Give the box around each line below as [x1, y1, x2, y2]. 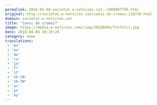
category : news [5, 34, 36, 39]
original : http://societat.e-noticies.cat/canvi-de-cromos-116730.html [5, 12, 152, 16]
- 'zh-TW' [7, 79, 27, 84]
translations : [5, 39, 34, 44]
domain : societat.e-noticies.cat [5, 16, 72, 21]
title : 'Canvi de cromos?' [5, 20, 59, 26]
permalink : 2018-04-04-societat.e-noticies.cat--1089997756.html [5, 7, 139, 12]
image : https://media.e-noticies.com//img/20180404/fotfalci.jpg [5, 25, 139, 30]
